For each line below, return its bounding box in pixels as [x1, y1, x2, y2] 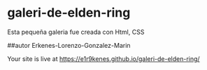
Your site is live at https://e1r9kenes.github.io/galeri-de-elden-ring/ [7, 54, 201, 63]
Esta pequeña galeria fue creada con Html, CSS [7, 28, 145, 36]
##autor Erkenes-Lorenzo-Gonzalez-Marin [7, 41, 131, 49]
